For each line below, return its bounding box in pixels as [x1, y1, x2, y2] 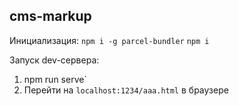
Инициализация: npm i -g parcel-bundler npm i [9, 34, 210, 46]
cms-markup [9, 8, 92, 25]
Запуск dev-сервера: [9, 54, 100, 66]
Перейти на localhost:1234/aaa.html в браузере [23, 84, 229, 96]
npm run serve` [23, 73, 87, 85]
